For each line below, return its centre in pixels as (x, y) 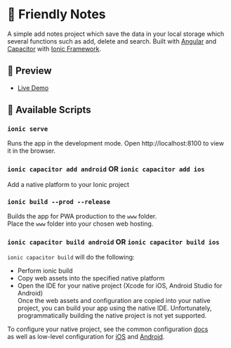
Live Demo (33, 88)
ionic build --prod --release (59, 202)
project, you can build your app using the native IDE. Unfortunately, (114, 308)
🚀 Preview (29, 71)
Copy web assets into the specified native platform (91, 278)
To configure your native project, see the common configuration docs (108, 329)
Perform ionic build (45, 271)
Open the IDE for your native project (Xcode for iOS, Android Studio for (120, 286)
